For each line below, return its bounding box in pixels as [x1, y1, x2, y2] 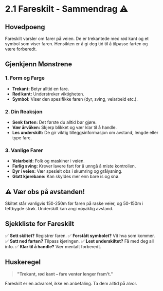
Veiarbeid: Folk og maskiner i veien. [12, 158, 85, 164]
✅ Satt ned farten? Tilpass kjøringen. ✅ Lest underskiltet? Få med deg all [5, 238, 154, 244]
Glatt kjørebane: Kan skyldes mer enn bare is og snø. [12, 174, 120, 180]
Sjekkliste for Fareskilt [5, 220, 74, 228]
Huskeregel [5, 258, 41, 266]
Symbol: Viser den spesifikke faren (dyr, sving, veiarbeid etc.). [12, 96, 138, 102]
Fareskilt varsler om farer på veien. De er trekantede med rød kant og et [5, 36, 149, 41]
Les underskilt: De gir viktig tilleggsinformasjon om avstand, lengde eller [12, 129, 159, 135]
